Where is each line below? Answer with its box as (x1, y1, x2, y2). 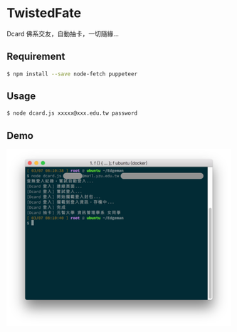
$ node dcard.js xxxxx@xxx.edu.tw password (6, 110, 138, 117)
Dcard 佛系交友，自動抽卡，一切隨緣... (6, 29, 119, 38)
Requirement (6, 51, 65, 63)
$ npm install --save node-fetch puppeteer (6, 70, 138, 78)
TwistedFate (6, 5, 82, 21)
